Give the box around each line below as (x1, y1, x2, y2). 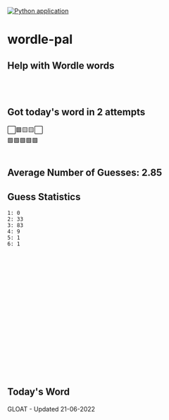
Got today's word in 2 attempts (7, 106, 146, 118)
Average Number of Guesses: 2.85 (7, 167, 163, 179)
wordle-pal (7, 32, 73, 47)
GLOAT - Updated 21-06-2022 (7, 404, 96, 413)
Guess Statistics (7, 191, 81, 203)
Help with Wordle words (7, 59, 115, 71)
